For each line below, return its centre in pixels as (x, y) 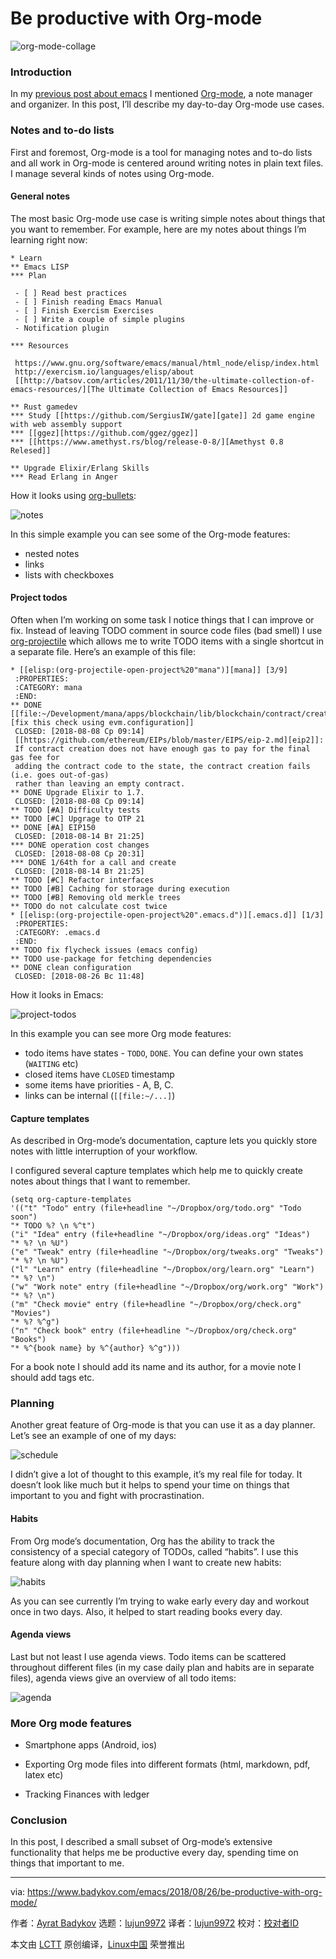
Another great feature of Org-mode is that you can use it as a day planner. (163, 1425)
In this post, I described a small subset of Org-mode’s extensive (141, 1842)
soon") (24, 1217)
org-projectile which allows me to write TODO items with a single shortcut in (167, 641)
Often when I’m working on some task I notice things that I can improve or (162, 619)
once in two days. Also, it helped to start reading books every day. (146, 1611)
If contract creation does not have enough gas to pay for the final (162, 748)
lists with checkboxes (69, 574)
